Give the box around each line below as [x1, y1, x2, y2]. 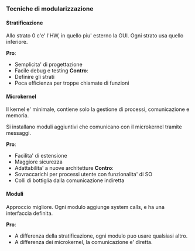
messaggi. [6, 130, 31, 137]
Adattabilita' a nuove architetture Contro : [14, 165, 114, 172]
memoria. [6, 112, 29, 119]
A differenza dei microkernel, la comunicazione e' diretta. [14, 238, 153, 245]
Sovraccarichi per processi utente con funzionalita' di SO [14, 171, 153, 178]
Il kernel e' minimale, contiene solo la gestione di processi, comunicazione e [6, 106, 190, 113]
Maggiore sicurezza [14, 158, 63, 165]
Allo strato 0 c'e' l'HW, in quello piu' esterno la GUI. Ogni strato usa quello [6, 32, 184, 39]
